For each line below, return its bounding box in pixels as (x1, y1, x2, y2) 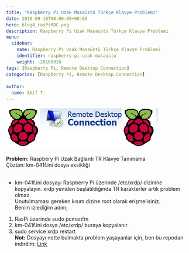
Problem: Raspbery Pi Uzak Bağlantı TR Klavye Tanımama (6, 156, 146, 162)
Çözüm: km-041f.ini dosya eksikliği (6, 161, 90, 168)
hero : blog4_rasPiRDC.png (6, 22, 69, 28)
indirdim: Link (14, 241, 47, 247)
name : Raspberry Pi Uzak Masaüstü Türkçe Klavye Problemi (16, 47, 161, 53)
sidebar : (11, 41, 33, 46)
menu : (6, 34, 19, 41)
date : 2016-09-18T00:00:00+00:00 (6, 15, 88, 22)
